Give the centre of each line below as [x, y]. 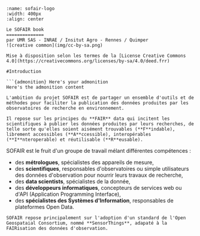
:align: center [25, 19]
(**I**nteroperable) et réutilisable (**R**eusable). [75, 140]
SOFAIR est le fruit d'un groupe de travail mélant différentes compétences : [99, 151]
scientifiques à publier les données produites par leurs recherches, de [100, 124]
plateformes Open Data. [44, 207]
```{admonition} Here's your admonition [57, 82]
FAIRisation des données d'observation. [57, 228]
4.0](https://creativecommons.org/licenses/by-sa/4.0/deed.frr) [88, 61]
